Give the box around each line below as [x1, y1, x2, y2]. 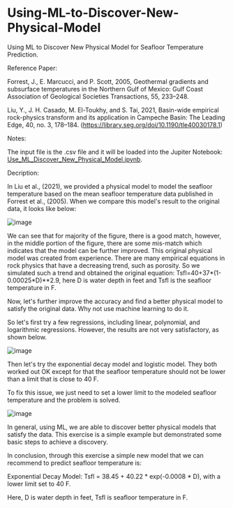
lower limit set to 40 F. [7, 479, 71, 488]
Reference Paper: [7, 64, 58, 72]
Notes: [7, 134, 27, 143]
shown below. [7, 333, 47, 341]
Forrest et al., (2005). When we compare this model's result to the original [7, 197, 220, 205]
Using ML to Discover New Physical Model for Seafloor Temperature [7, 43, 204, 51]
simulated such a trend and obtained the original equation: [7, 268, 175, 277]
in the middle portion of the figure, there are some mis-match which [7, 239, 202, 247]
